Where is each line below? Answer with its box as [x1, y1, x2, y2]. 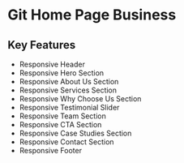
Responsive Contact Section [19, 137, 114, 147]
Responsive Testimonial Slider [19, 103, 120, 112]
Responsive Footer [19, 146, 83, 155]
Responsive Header [19, 59, 86, 69]
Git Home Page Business [7, 6, 177, 24]
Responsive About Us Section [19, 77, 119, 86]
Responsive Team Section [19, 111, 106, 121]
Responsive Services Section [19, 85, 118, 95]
